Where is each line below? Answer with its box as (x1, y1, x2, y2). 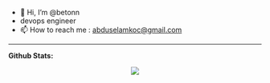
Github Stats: (8, 51, 54, 60)
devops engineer (19, 16, 76, 26)
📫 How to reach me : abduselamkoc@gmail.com (19, 25, 182, 34)
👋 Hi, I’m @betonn (19, 8, 80, 17)
